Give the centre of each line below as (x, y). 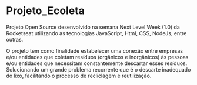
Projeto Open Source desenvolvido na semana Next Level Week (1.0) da (93, 27)
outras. (15, 39)
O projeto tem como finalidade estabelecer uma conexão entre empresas (95, 50)
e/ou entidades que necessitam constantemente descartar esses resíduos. (97, 63)
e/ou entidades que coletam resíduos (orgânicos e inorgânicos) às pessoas (97, 57)
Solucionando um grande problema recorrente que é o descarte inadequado (98, 69)
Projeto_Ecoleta (46, 11)
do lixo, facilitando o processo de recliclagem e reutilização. (79, 76)
